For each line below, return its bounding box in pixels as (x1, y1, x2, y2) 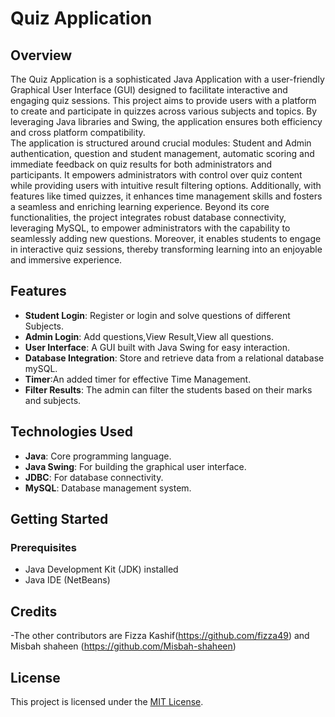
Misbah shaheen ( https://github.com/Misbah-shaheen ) (10, 640, 237, 652)
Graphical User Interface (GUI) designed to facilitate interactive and (10, 84, 288, 96)
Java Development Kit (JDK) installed (24, 563, 179, 576)
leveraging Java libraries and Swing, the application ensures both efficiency (10, 116, 323, 127)
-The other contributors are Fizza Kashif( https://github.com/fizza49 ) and (10, 630, 310, 642)
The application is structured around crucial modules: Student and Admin (10, 137, 312, 149)
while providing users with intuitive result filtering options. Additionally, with (10, 180, 322, 191)
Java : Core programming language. (24, 450, 172, 462)
